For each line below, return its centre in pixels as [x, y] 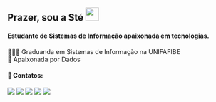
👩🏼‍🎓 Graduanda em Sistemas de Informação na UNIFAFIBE [94, 51]
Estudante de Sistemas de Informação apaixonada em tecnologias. [108, 36]
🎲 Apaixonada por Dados [44, 59]
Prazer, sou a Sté [46, 17]
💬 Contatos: [25, 76]
